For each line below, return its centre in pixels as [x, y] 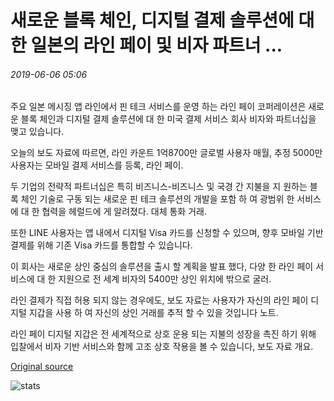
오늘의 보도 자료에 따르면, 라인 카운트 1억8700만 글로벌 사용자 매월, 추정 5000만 [166, 153]
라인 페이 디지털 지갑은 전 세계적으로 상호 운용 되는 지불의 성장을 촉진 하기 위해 [163, 334]
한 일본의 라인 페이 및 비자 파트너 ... [146, 45]
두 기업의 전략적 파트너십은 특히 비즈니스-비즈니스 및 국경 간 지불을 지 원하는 [159, 187]
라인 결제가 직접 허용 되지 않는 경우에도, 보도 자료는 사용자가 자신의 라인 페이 [159, 300]
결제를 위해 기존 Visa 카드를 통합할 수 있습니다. [101, 245]
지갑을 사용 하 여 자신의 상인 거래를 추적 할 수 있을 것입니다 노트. [153, 313]
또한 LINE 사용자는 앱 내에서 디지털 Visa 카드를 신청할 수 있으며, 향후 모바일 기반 [167, 233]
